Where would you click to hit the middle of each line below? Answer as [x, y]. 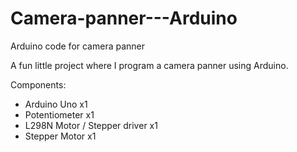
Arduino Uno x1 [56, 104]
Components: [38, 84]
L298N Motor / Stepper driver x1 [91, 125]
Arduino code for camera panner [78, 46]
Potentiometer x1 [59, 114]
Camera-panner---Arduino [124, 18]
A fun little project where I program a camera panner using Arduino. [149, 65]
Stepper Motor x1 [60, 136]
